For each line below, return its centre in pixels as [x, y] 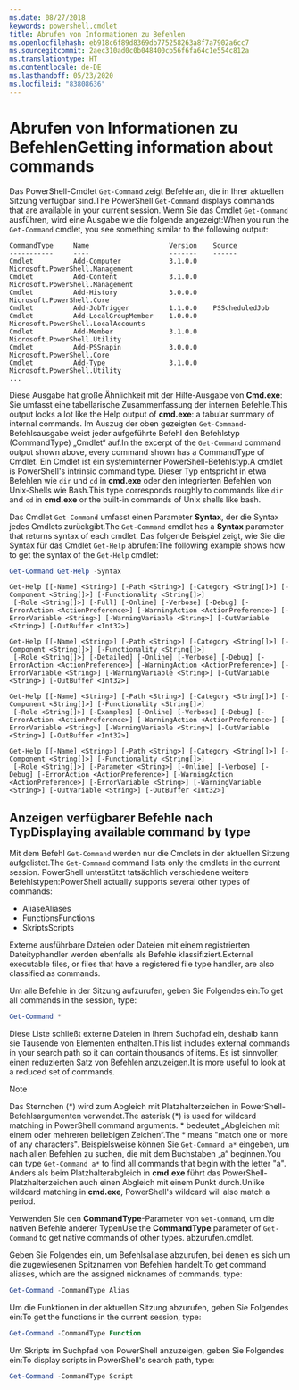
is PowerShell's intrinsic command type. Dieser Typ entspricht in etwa [138, 471]
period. [22, 1201]
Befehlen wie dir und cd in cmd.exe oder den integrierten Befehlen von [141, 480]
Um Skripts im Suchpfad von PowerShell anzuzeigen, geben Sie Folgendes [147, 1350]
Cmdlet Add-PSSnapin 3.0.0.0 [104, 347]
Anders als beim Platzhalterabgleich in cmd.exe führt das [115, 1173]
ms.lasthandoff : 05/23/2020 [62, 76]
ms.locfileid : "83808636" [57, 84]
